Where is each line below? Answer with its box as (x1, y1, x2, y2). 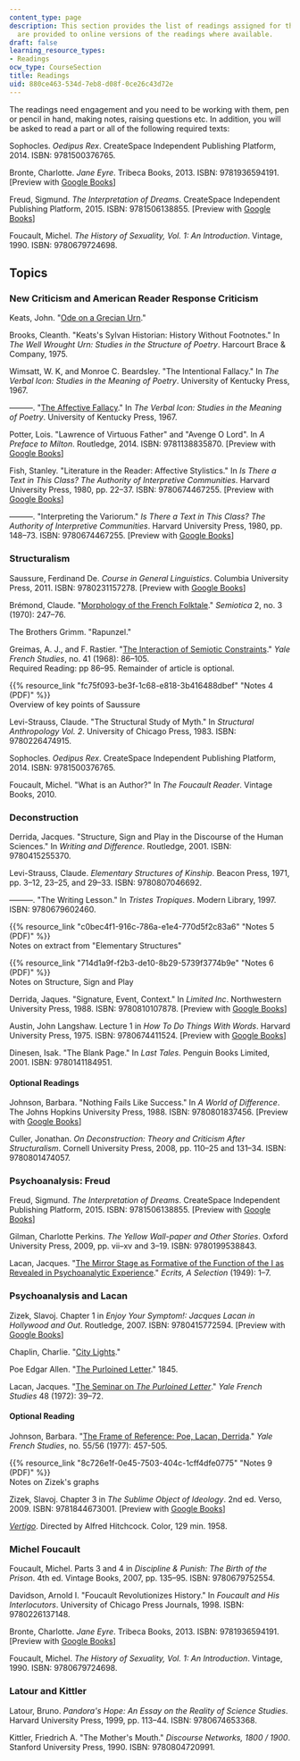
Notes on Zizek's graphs (9, 1476, 100, 1487)
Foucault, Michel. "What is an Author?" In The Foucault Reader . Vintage (9, 779, 273, 790)
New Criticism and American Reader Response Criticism (9, 292, 259, 305)
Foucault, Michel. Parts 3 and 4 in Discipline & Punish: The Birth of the (9, 1564, 268, 1574)
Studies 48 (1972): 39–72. (9, 1390, 104, 1401)
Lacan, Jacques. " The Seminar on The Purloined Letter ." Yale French (9, 1381, 262, 1391)
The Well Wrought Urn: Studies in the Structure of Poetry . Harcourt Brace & (9, 339, 286, 350)
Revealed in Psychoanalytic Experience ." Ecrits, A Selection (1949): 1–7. (9, 1267, 271, 1278)
